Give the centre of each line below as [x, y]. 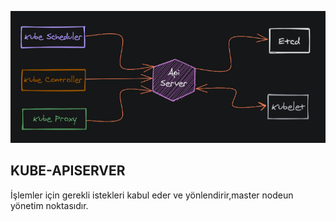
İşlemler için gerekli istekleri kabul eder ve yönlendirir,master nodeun [152, 195]
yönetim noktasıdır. [49, 205]
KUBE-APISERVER [68, 171]
